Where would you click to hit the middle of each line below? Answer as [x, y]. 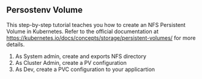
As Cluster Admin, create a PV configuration [71, 62]
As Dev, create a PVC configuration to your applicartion [85, 69]
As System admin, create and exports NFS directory [81, 56]
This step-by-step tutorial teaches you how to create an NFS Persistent [96, 24]
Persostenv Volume [44, 10]
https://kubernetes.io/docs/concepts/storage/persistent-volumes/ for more [101, 38]
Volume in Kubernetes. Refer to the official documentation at [83, 31]
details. [16, 44]
